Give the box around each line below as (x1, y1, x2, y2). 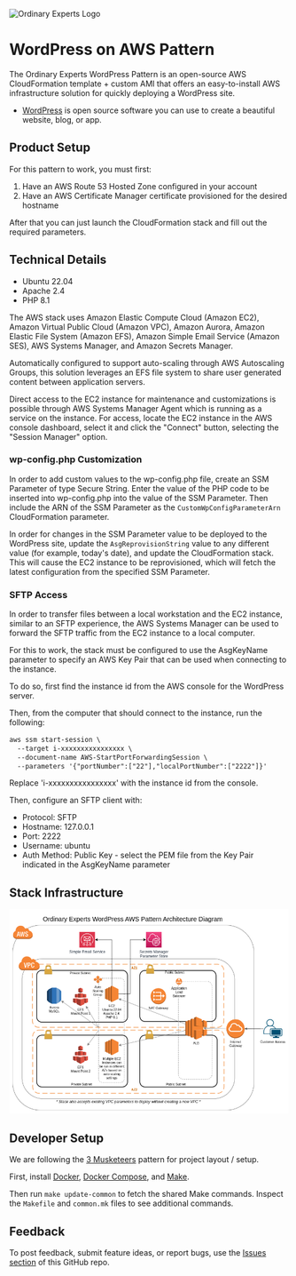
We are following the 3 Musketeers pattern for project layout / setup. (9, 1154, 260, 1165)
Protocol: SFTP (21, 812, 77, 823)
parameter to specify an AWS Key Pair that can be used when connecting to (9, 654, 287, 666)
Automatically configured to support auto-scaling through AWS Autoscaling (9, 357, 285, 368)
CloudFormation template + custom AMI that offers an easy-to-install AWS (9, 78, 281, 89)
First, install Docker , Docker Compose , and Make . (9, 1171, 190, 1182)
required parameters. (9, 227, 87, 237)
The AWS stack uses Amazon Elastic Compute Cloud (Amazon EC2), (9, 312, 260, 323)
